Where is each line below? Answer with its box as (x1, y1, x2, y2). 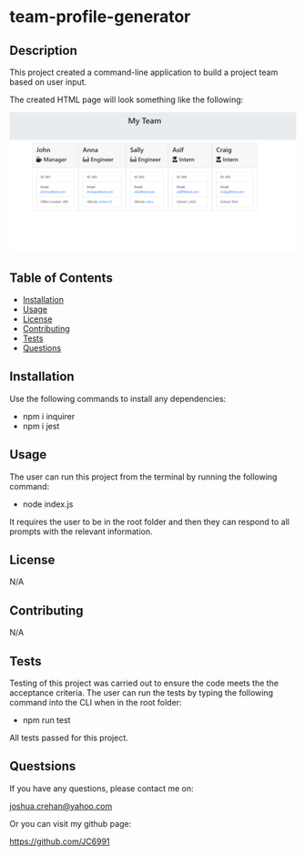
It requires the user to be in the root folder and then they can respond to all (9, 516, 290, 527)
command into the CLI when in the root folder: (9, 696, 182, 707)
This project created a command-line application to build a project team (9, 67, 279, 77)
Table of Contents (9, 270, 114, 285)
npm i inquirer (22, 410, 76, 421)
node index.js (22, 499, 74, 510)
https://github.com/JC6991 (9, 836, 111, 847)
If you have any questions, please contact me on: (9, 782, 194, 794)
